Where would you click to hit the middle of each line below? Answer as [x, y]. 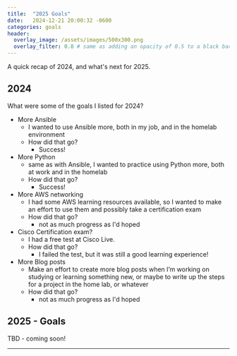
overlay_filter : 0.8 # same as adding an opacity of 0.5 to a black [116, 47]
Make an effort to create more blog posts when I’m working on [119, 269]
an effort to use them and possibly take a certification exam [115, 209]
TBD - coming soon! [36, 338]
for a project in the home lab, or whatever [88, 284]
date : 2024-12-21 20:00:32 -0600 [60, 20]
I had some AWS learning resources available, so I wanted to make [125, 202]
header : [19, 33]
